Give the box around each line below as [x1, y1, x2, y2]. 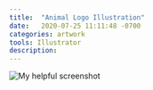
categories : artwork [9, 29, 86, 38]
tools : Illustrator [9, 37, 82, 47]
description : [9, 46, 58, 55]
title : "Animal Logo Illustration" [9, 12, 145, 22]
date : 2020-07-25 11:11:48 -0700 [9, 21, 141, 30]
